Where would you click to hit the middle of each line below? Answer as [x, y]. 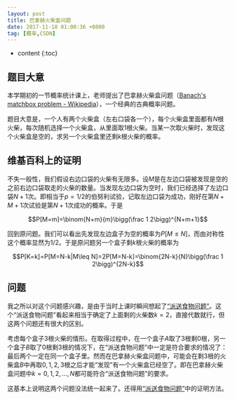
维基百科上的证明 [44, 161]
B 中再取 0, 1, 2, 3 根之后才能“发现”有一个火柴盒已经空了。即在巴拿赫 [115, 365]
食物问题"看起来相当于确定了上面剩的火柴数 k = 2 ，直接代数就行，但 [127, 315]
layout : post [26, 14]
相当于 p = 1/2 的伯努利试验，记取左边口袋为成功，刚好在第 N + [135, 196]
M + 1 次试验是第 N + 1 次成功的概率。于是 [65, 205]
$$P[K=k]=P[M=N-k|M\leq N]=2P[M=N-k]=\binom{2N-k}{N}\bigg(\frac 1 [118, 256]
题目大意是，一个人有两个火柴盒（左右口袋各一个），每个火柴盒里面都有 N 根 [116, 119]
